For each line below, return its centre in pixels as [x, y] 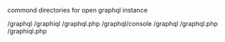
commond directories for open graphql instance [78, 10]
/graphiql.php [27, 31]
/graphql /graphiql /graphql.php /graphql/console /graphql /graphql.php [113, 23]
